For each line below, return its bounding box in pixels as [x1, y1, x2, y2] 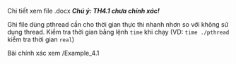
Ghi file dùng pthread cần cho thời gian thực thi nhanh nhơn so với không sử [7, 20, 229, 28]
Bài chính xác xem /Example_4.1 [7, 49, 100, 57]
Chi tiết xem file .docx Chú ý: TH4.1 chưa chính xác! [7, 7, 160, 15]
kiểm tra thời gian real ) [7, 35, 75, 44]
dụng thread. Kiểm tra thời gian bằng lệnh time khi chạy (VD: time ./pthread [7, 28, 230, 36]
